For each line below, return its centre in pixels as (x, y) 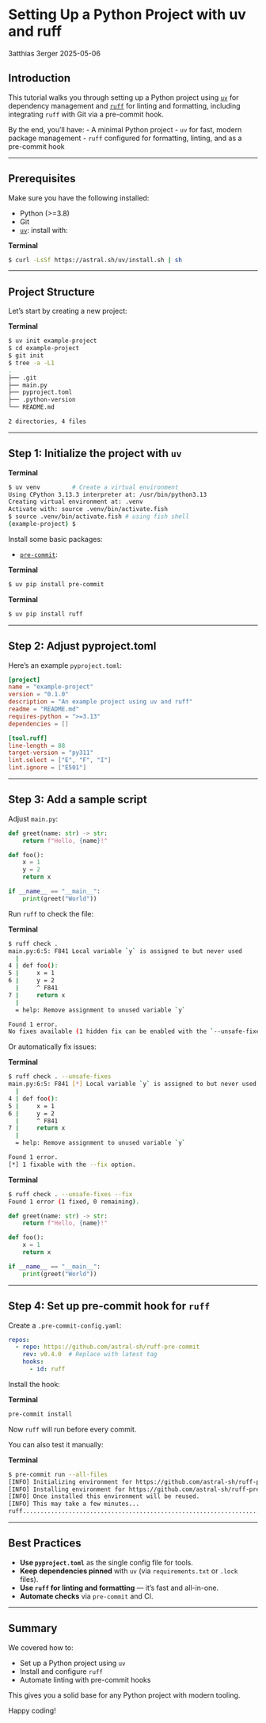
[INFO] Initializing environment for (70, 1482)
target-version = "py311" (51, 753)
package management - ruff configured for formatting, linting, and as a (125, 138)
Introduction (40, 78)
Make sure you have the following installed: (79, 198)
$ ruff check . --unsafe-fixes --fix (70, 1194)
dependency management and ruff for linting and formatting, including (124, 105)
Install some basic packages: (55, 539)
